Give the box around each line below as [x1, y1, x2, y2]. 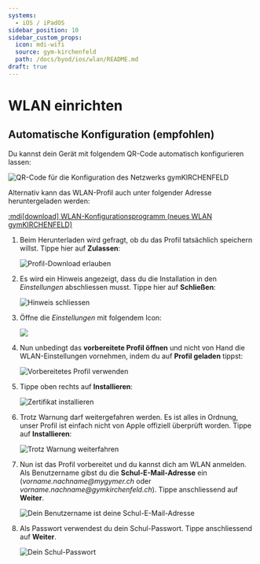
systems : [8, 11, 37, 20]
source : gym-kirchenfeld [15, 48, 97, 56]
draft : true [8, 63, 47, 71]
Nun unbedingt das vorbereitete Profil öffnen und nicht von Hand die [19, 343, 245, 352]
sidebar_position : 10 [8, 26, 79, 34]
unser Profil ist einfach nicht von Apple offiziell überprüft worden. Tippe [19, 421, 252, 430]
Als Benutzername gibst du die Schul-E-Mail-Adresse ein [19, 468, 208, 477]
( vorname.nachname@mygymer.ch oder [19, 476, 152, 485]
